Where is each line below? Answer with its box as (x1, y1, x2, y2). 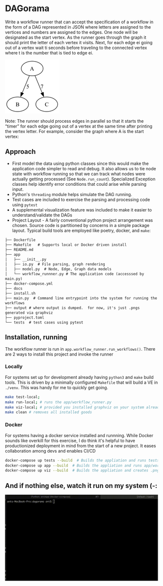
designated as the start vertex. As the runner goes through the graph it (5, 34, 147, 40)
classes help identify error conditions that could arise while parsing (12, 181, 147, 187)
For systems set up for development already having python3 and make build (5, 374, 154, 380)
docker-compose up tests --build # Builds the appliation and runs (5, 458, 147, 463)
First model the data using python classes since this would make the (12, 161, 149, 166)
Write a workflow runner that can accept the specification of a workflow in (5, 19, 154, 25)
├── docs (5, 286, 23, 291)
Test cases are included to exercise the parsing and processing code (12, 196, 150, 202)
